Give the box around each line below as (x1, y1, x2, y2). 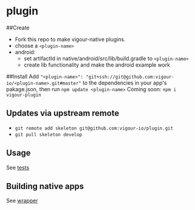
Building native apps (6, 181, 84, 191)
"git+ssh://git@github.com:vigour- (86, 74, 175, 80)
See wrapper (6, 197, 38, 205)
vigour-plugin (6, 92, 42, 98)
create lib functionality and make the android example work (23, 61, 170, 68)
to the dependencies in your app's (83, 79, 167, 86)
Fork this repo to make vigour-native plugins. (14, 35, 126, 43)
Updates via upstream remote (6, 108, 120, 118)
